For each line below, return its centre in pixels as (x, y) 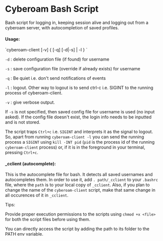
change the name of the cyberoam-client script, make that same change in (80, 190)
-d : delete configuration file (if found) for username (57, 59)
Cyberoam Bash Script (52, 9)
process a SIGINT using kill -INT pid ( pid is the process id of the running (80, 142)
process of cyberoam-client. (34, 93)
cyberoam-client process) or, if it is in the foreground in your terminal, (75, 147)
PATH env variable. (24, 234)
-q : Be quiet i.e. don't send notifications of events (56, 78)
